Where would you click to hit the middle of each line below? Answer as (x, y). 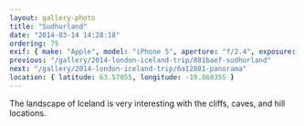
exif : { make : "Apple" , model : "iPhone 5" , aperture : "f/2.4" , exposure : (153, 52)
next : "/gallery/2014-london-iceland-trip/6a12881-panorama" (128, 69)
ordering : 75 (34, 43)
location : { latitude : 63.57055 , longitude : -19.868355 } (122, 78)
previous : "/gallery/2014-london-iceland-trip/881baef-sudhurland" (141, 60)
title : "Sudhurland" (49, 26)
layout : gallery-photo (52, 18)
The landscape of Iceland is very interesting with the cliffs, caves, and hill (147, 103)
